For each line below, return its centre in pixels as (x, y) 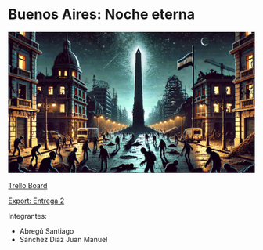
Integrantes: (27, 216)
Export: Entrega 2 (36, 201)
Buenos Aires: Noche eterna (102, 14)
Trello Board (28, 185)
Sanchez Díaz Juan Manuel (63, 239)
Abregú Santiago (47, 231)
